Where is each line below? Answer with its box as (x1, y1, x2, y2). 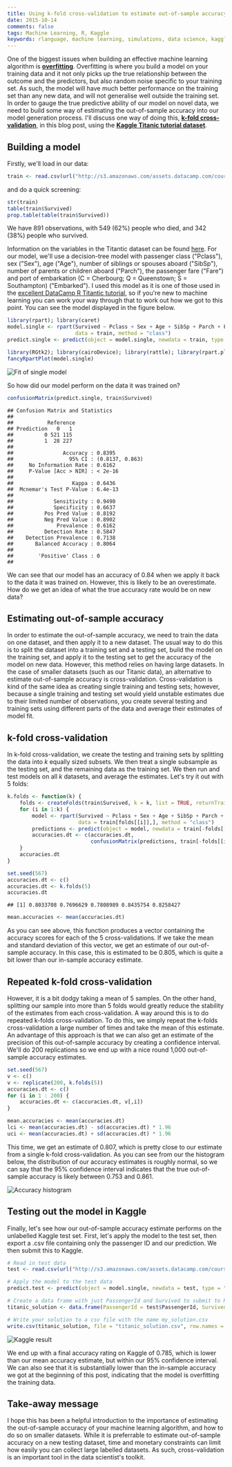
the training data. (7, 1378, 56, 1386)
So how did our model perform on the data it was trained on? (7, 381, 181, 390)
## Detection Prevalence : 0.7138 (7, 534, 116, 541)
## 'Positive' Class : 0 (7, 552, 100, 559)
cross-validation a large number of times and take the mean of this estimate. (7, 1023, 224, 1032)
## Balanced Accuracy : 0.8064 (7, 540, 116, 547)
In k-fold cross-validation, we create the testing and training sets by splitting (7, 750, 224, 758)
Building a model (7, 141, 81, 153)
